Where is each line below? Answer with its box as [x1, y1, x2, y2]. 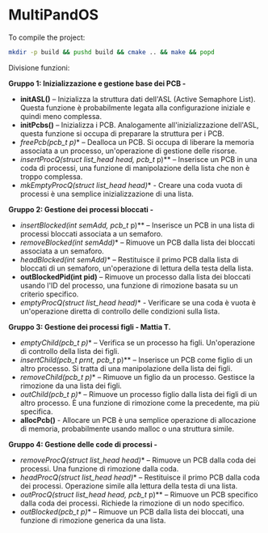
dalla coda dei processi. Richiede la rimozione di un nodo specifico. [19, 498, 245, 508]
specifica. [19, 407, 53, 416]
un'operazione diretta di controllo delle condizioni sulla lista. [19, 306, 220, 316]
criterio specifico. [19, 289, 79, 299]
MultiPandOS [8, 6, 99, 24]
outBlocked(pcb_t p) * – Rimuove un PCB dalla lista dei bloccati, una [19, 506, 245, 516]
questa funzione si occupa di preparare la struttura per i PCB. [19, 128, 224, 139]
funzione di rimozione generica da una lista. [19, 515, 166, 525]
